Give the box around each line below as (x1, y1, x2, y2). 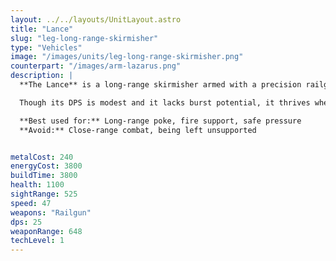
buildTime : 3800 (10, 171, 78, 181)
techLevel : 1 (10, 236, 65, 246)
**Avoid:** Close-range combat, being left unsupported (19, 125, 257, 135)
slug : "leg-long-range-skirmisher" (10, 33, 159, 43)
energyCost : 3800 (10, 161, 83, 171)
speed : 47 (10, 198, 52, 208)
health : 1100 (10, 180, 65, 190)
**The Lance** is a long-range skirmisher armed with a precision (19, 80, 302, 90)
